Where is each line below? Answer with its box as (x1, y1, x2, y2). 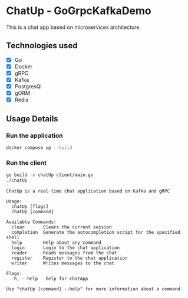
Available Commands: (6, 219, 57, 225)
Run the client (6, 158, 47, 167)
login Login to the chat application (11, 244, 120, 251)
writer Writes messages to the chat (11, 260, 115, 266)
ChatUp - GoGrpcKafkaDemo (6, 4, 151, 18)
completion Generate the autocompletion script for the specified (11, 229, 181, 235)
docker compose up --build (6, 144, 72, 151)
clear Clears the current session (11, 224, 112, 230)
